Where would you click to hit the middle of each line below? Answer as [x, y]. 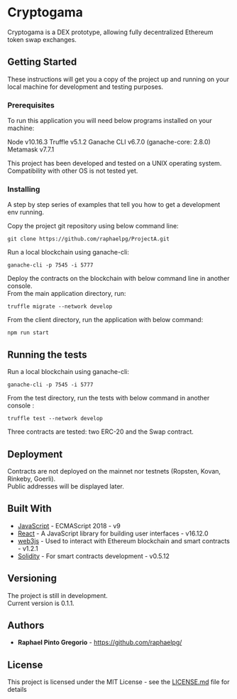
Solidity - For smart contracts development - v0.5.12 [94, 556]
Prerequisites [31, 105]
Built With [29, 509]
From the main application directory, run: [67, 294]
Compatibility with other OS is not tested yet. [73, 171]
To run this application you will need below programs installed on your [110, 121]
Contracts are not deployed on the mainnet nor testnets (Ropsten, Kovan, [114, 471]
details [17, 690]
